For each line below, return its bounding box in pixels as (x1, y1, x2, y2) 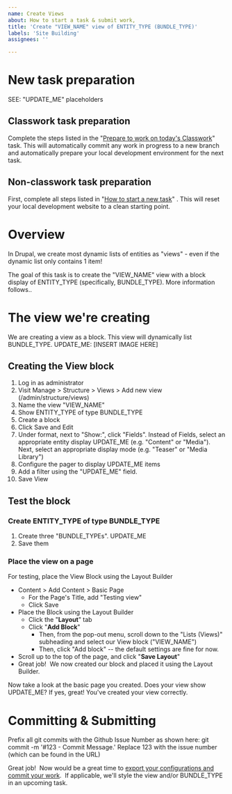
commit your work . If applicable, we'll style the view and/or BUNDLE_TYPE (8, 771, 223, 780)
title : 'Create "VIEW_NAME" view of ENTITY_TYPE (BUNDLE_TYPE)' (8, 23, 198, 30)
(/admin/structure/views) (17, 394, 90, 402)
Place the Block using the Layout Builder (17, 608, 134, 616)
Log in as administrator (17, 379, 84, 387)
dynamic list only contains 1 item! (8, 257, 103, 265)
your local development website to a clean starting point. (8, 202, 171, 210)
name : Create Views (8, 10, 65, 17)
